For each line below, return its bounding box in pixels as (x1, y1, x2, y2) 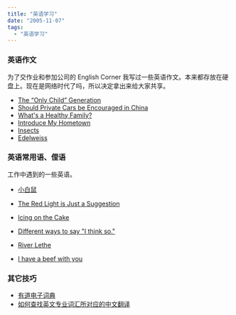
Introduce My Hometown (17, 118, 91, 127)
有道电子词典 (17, 291, 55, 299)
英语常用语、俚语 (7, 152, 66, 162)
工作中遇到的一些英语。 (7, 170, 76, 178)
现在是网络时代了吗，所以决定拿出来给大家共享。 (26, 81, 169, 90)
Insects (17, 126, 40, 134)
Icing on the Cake (17, 213, 70, 221)
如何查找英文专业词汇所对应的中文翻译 (17, 300, 130, 309)
